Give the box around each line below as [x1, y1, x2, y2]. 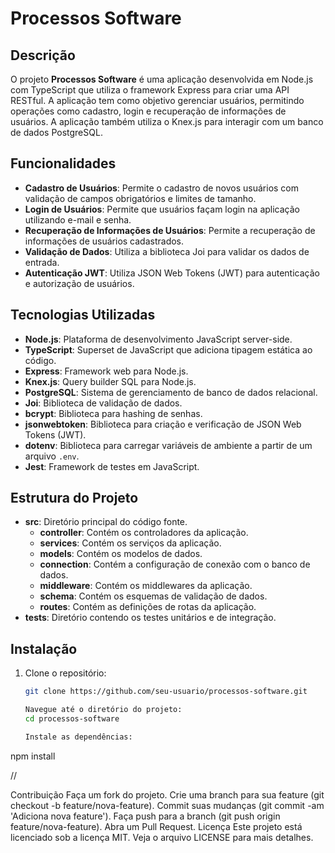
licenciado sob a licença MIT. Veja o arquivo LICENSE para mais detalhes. [10, 831, 314, 843]
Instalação [10, 640, 78, 657]
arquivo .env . [24, 450, 80, 462]
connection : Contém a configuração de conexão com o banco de [39, 558, 311, 571]
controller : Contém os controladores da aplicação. [39, 527, 249, 539]
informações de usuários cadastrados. [24, 235, 185, 247]
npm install [10, 750, 56, 762]
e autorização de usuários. [24, 277, 135, 289]
